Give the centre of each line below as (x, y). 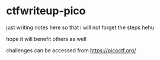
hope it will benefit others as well (47, 39)
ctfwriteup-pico (46, 11)
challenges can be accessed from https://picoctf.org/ (71, 50)
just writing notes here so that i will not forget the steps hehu (80, 27)
